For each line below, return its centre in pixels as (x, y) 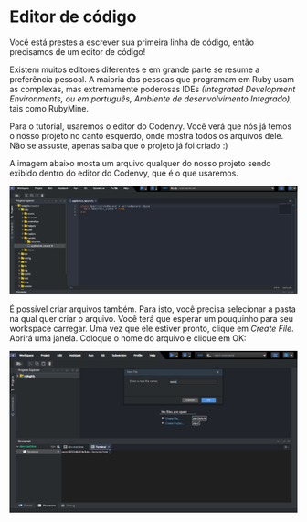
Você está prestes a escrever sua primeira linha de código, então (132, 42)
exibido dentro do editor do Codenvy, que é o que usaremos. (124, 173)
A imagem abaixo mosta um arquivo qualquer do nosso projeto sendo (140, 163)
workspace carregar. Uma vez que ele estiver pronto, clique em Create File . (152, 328)
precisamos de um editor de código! (78, 51)
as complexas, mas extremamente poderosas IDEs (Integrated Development (153, 89)
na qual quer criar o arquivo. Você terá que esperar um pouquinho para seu (152, 318)
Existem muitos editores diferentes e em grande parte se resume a (135, 69)
